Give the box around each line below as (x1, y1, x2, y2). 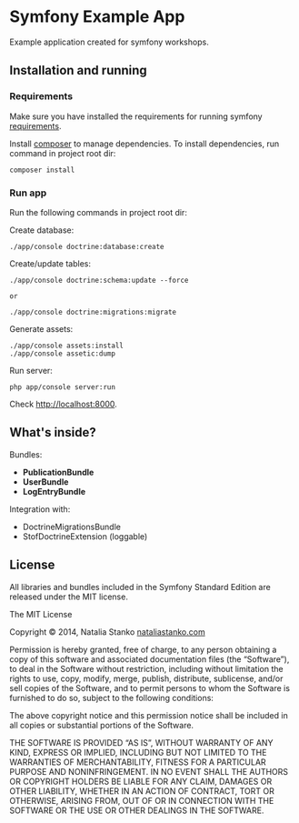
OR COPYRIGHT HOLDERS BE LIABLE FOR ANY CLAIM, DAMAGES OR (9, 776, 273, 787)
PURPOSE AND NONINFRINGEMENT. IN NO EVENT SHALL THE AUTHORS (9, 766, 289, 777)
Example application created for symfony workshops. (9, 36, 209, 47)
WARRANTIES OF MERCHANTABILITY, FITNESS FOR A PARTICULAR (9, 757, 266, 768)
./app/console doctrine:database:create (9, 242, 165, 251)
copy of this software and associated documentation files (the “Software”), (9, 653, 290, 665)
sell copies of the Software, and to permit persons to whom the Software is (9, 682, 291, 693)
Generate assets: (9, 323, 74, 334)
